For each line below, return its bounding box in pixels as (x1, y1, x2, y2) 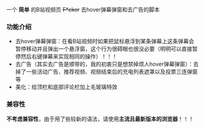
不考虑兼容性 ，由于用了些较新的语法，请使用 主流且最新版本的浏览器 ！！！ (6, 115, 194, 123)
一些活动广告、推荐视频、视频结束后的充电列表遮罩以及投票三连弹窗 (26, 68, 198, 76)
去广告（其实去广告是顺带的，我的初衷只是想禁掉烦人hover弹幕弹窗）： (15, 60, 194, 68)
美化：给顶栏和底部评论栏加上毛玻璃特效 (15, 84, 117, 91)
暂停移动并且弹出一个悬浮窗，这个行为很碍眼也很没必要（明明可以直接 (15, 45, 193, 52)
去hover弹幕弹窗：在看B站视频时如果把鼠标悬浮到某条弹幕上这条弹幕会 (15, 38, 195, 45)
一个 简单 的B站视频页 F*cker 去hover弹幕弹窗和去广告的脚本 (6, 6, 160, 13)
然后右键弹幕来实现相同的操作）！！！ (20, 53, 117, 60)
